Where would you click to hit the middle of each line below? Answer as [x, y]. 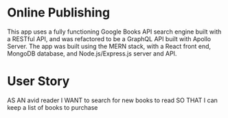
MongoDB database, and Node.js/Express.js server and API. [92, 54]
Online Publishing [59, 13]
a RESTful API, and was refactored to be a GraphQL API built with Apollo [109, 38]
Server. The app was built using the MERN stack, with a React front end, [109, 46]
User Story [38, 81]
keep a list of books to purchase [53, 107]
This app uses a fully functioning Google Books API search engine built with [114, 32]
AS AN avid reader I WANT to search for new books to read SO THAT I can [113, 100]
